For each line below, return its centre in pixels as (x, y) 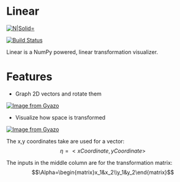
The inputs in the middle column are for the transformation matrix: (89, 162)
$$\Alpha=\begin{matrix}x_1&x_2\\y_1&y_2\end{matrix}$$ (103, 172)
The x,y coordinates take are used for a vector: (66, 141)
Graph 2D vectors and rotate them (58, 94)
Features (29, 77)
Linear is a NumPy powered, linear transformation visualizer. (82, 52)
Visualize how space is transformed (60, 117)
